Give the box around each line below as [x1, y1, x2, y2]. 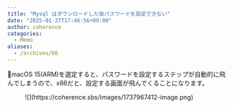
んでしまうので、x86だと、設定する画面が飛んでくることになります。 [7, 78, 208, 87]
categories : [7, 30, 42, 37]
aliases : [7, 43, 33, 50]
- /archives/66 [13, 50, 59, 57]
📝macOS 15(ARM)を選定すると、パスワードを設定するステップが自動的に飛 [7, 70, 226, 78]
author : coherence [7, 23, 61, 30]
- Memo [13, 37, 33, 44]
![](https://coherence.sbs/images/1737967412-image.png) [25, 92, 194, 101]
